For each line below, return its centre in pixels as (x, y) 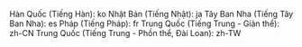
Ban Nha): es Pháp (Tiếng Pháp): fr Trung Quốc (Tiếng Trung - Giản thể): (144, 23)
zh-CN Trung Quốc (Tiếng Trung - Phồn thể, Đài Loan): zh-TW (125, 33)
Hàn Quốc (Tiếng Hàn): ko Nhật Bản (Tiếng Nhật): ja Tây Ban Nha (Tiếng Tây (151, 14)
